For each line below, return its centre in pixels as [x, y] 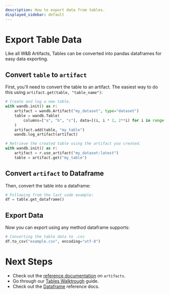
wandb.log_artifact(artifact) [46, 134]
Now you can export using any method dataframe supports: [68, 227]
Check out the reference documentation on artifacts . [69, 275]
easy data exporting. [27, 59]
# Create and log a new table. [38, 102]
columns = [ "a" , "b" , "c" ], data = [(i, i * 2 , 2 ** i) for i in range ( [95, 120]
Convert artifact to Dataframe [55, 174]
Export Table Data [44, 40]
